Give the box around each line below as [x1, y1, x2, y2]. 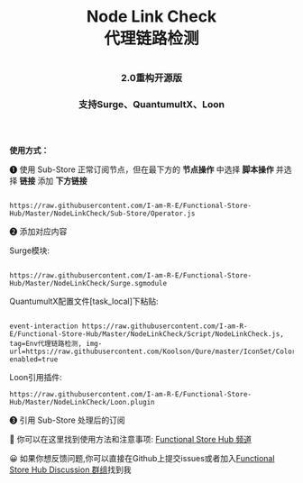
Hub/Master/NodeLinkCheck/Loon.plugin [9, 397, 155, 406]
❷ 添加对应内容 [9, 225, 68, 236]
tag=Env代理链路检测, [9, 339, 83, 348]
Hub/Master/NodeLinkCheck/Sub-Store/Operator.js [9, 209, 196, 218]
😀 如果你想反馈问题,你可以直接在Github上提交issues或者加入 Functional [9, 452, 275, 463]
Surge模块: [9, 245, 50, 256]
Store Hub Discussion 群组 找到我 [9, 464, 133, 475]
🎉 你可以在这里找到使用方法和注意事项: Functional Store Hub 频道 [9, 433, 252, 444]
